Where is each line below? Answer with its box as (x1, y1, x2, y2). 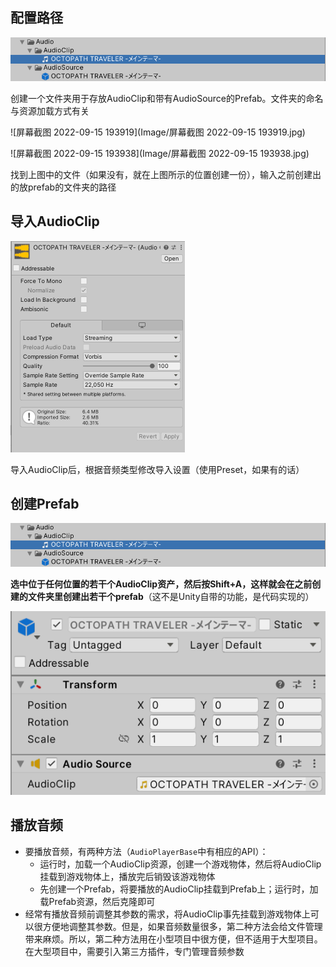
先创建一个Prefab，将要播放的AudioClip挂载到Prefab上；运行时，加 (39, 883, 319, 895)
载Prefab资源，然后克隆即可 (39, 895, 156, 907)
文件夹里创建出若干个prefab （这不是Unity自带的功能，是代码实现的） (27, 591, 315, 603)
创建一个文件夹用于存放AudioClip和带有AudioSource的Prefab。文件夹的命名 (10, 92, 324, 104)
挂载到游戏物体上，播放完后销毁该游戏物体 (39, 870, 216, 882)
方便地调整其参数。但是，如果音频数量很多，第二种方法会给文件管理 (42, 920, 323, 932)
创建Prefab (10, 495, 80, 512)
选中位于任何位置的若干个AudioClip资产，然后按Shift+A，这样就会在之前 (10, 578, 313, 590)
